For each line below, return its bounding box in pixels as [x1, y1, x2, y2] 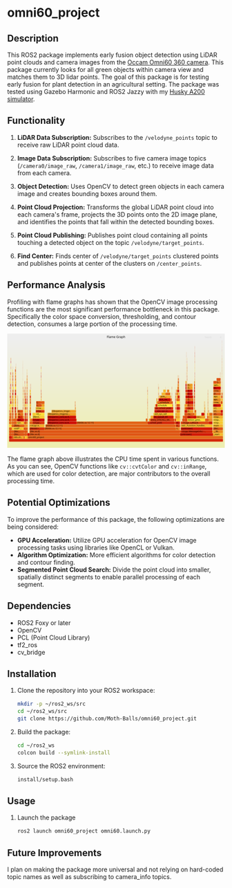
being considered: [7, 523, 59, 531]
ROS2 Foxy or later [17, 618, 71, 627]
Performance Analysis [7, 279, 106, 291]
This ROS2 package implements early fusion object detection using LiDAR [7, 51, 217, 59]
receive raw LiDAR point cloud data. [17, 141, 119, 149]
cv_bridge [17, 648, 46, 656]
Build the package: [17, 727, 71, 736]
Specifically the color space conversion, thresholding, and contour [7, 312, 197, 320]
